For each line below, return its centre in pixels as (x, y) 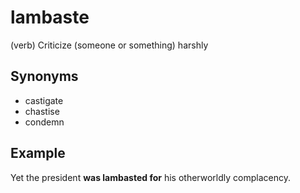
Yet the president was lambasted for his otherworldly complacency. (150, 177)
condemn (44, 122)
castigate (44, 100)
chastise (42, 111)
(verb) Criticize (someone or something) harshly (109, 45)
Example (38, 153)
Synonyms (44, 76)
